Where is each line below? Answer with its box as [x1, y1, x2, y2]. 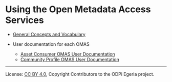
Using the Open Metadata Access [5, 4, 151, 15]
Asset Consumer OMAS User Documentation [20, 51, 115, 57]
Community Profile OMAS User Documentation [20, 56, 119, 62]
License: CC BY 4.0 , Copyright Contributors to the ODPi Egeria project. [5, 71, 155, 77]
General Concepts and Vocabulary [12, 31, 86, 37]
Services [5, 14, 45, 26]
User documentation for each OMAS [12, 41, 90, 47]
